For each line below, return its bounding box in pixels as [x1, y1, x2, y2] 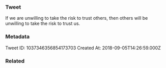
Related [5, 57, 25, 64]
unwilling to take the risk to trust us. [5, 20, 80, 26]
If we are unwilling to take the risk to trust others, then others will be [5, 15, 148, 21]
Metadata [5, 33, 30, 40]
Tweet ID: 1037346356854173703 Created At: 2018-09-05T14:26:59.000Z [5, 45, 161, 51]
